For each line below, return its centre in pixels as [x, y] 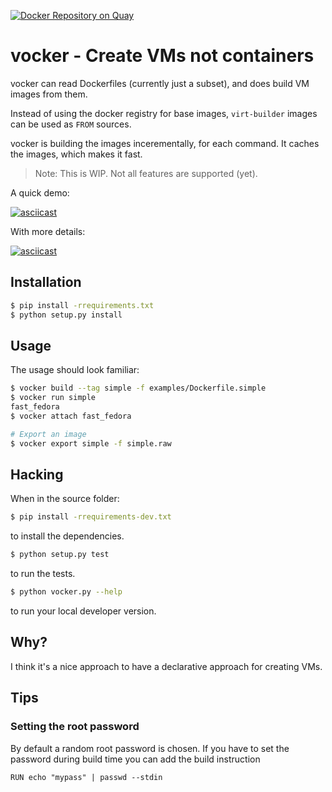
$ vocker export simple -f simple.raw [91, 443]
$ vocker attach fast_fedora [71, 416]
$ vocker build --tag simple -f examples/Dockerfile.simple [138, 388]
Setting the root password [75, 727]
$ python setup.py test [60, 555]
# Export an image [48, 434]
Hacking [37, 474]
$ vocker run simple [53, 398]
